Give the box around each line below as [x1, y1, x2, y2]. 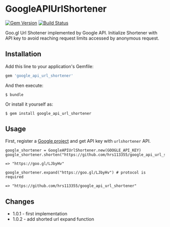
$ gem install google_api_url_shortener [5, 111, 92, 116]
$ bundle [5, 92, 24, 97]
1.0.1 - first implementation [12, 211, 67, 217]
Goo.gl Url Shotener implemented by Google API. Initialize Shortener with [5, 29, 158, 36]
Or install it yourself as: [5, 101, 53, 107]
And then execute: [5, 82, 44, 88]
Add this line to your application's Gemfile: [5, 63, 94, 69]
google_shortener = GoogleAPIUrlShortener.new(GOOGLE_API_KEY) [5, 148, 142, 153]
